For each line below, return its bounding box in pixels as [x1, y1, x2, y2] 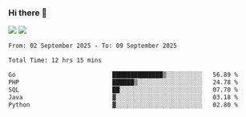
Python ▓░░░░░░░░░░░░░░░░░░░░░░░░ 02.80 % [8, 100, 239, 109]
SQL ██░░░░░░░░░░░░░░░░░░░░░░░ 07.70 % [8, 86, 239, 94]
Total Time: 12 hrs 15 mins [8, 56, 103, 65]
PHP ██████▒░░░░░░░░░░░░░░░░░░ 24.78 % [8, 78, 239, 87]
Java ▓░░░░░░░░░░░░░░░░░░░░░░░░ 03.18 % [8, 93, 239, 101]
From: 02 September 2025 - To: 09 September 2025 [8, 42, 178, 50]
